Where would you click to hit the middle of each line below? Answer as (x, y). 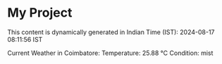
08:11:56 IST (25, 39)
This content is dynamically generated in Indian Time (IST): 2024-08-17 (111, 32)
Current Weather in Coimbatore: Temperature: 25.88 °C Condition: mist (110, 53)
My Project (40, 13)
